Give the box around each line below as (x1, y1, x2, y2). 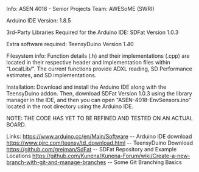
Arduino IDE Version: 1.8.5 (6, 17, 71, 24)
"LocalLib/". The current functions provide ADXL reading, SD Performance (6, 65, 193, 72)
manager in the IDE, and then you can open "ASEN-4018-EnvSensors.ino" (6, 97, 192, 103)
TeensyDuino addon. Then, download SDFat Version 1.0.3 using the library (6, 90, 193, 97)
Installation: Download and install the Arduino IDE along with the (6, 83, 167, 91)
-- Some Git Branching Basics (107, 159, 183, 166)
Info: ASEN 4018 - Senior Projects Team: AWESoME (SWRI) (6, 5, 155, 12)
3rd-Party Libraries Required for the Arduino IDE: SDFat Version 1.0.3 (6, 29, 179, 36)
